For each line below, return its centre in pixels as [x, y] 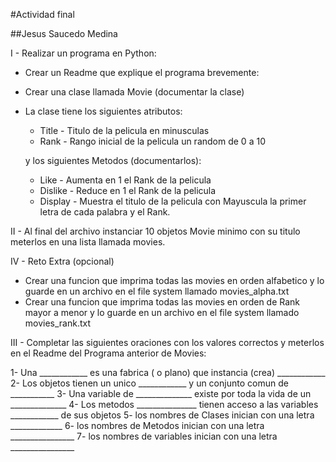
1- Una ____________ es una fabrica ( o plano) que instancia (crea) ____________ [168, 372]
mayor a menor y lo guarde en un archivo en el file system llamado [162, 312]
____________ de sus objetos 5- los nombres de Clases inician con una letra [162, 415]
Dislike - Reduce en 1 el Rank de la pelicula [128, 190]
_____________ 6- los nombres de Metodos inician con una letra [137, 425]
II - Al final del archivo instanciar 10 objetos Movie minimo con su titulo [155, 231]
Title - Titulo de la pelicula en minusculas [124, 130]
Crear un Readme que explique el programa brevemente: [142, 72]
